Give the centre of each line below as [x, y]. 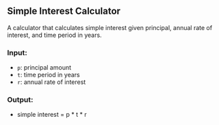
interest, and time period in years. [54, 35]
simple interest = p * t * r [52, 115]
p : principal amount [44, 68]
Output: [20, 100]
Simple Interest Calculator [64, 11]
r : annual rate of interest [51, 82]
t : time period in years [48, 75]
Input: [17, 53]
